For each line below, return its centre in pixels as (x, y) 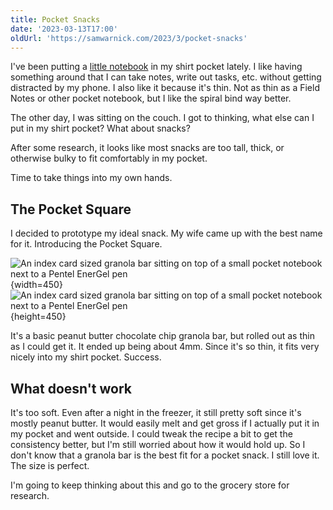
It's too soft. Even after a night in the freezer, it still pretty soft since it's (156, 412)
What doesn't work (71, 388)
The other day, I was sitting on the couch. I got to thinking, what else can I (162, 118)
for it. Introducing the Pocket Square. (86, 244)
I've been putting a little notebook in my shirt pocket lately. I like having (156, 67)
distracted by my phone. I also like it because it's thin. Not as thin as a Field (165, 88)
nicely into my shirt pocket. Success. (86, 357)
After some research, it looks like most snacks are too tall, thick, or (147, 148)
